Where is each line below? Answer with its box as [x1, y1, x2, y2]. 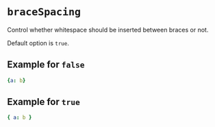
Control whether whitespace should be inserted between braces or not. [7, 25, 209, 34]
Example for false [7, 59, 85, 71]
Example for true [7, 96, 80, 108]
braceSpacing [7, 5, 81, 19]
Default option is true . [7, 38, 70, 47]
